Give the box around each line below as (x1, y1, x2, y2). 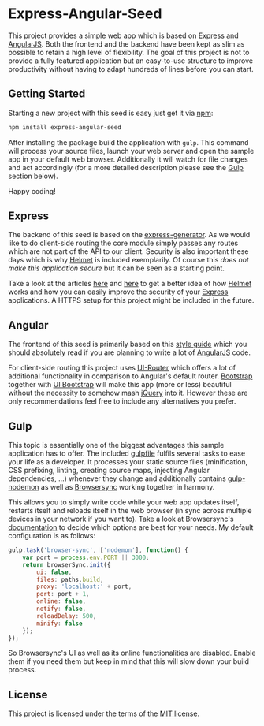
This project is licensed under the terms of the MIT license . (8, 709, 199, 718)
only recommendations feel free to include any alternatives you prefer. (8, 397, 236, 406)
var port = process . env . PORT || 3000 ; (22, 553, 150, 561)
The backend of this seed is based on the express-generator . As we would (8, 230, 251, 240)
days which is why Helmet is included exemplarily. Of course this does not (8, 255, 250, 265)
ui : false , (36, 568, 73, 576)
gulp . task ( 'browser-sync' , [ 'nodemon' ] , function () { (8, 546, 189, 554)
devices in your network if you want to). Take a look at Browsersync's (8, 514, 234, 524)
